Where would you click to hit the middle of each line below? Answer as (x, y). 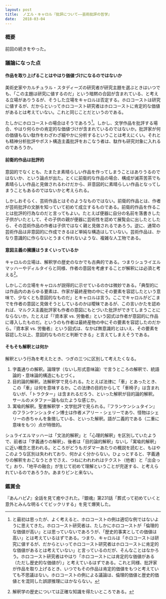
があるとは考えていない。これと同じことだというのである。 (66, 112)
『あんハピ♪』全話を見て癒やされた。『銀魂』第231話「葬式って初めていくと (83, 498)
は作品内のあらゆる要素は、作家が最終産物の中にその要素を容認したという (81, 291)
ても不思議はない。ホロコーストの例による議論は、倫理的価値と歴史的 (83, 575)
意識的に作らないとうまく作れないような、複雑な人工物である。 (79, 238)
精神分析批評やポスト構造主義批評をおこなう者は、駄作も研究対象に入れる (85, 141)
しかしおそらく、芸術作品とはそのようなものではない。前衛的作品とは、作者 (83, 201)
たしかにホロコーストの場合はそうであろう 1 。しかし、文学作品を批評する (79, 123)
